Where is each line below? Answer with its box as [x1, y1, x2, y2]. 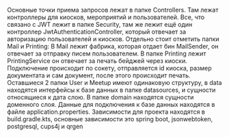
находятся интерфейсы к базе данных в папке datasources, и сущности [7, 86, 216, 94]
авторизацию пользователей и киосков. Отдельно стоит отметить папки [7, 35, 220, 43]
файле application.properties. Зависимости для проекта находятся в [7, 108, 205, 116]
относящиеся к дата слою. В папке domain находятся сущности [7, 93, 194, 101]
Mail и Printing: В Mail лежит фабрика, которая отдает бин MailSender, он [7, 42, 219, 50]
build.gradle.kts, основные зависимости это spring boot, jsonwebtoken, [7, 115, 213, 123]
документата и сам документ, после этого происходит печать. [7, 71, 191, 79]
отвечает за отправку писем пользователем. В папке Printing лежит [7, 49, 206, 58]
